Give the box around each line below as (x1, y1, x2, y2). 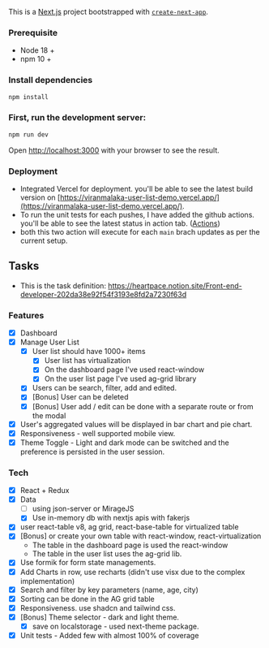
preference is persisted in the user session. (19, 447, 165, 456)
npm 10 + (19, 54, 52, 64)
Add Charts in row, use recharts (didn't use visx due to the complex (19, 567, 246, 577)
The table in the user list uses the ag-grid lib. (32, 549, 182, 559)
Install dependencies (8, 75, 93, 86)
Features (8, 309, 45, 321)
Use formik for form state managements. (19, 558, 156, 568)
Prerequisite (8, 27, 58, 38)
